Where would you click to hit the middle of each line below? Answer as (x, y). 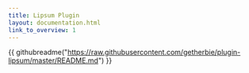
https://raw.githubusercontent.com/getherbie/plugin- (154, 53)
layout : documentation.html (55, 23)
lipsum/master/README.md (54, 60)
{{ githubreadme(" (38, 53)
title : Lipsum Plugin (44, 15)
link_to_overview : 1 (42, 30)
